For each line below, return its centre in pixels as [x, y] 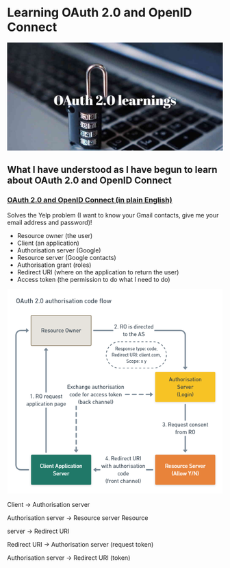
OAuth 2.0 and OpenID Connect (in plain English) [90, 200]
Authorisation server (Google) [59, 250]
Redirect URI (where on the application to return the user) [98, 272]
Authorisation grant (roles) [54, 265]
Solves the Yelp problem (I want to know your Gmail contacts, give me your [113, 215]
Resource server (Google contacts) [66, 257]
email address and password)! [50, 222]
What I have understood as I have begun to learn [112, 170]
